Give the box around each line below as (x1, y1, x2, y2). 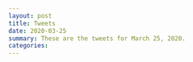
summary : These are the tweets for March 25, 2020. (8, 34, 186, 43)
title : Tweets (8, 19, 57, 27)
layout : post (8, 11, 52, 20)
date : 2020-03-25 (8, 27, 67, 35)
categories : (8, 42, 48, 50)
